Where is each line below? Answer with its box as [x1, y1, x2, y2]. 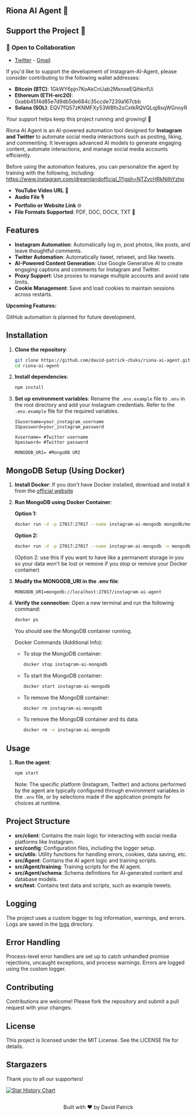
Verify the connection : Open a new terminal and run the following [14, 599, 174, 606]
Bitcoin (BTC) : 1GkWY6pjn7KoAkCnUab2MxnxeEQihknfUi [14, 85, 154, 93]
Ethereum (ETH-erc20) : [14, 92, 73, 99]
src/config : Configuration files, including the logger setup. [14, 844, 156, 851]
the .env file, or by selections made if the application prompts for [14, 793, 171, 800]
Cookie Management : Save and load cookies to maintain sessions [14, 285, 175, 292]
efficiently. [6, 152, 32, 159]
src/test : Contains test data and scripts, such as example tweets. [14, 882, 172, 889]
